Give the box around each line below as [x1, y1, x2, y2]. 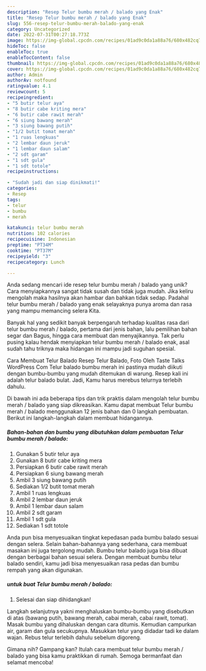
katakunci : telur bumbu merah [7, 225, 84, 231]
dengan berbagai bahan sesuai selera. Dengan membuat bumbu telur [7, 553, 182, 561]
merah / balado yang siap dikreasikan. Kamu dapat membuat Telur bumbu [7, 401, 193, 409]
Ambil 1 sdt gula [15, 515, 56, 523]
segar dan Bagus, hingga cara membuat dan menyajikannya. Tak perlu [7, 332, 185, 339]
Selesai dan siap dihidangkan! [15, 596, 91, 604]
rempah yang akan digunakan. [7, 566, 84, 574]
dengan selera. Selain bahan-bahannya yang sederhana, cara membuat [7, 540, 188, 548]
